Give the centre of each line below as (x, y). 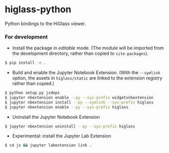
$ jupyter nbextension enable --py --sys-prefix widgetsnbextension (79, 97)
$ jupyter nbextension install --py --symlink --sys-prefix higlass (79, 102)
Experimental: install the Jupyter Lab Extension (62, 136)
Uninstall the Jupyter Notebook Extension (56, 117)
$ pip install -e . (26, 63)
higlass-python (38, 9)
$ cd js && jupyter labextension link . (49, 145)
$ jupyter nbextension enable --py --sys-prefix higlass (67, 107)
